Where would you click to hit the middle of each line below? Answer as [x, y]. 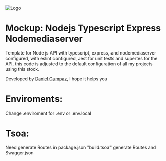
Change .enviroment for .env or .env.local [48, 113]
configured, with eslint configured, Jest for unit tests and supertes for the [81, 58]
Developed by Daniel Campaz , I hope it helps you [56, 79]
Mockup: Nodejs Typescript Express [83, 28]
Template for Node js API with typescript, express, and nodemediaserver [81, 52]
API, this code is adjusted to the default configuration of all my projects [79, 64]
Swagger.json [19, 153]
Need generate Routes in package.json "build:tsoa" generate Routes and [81, 147]
